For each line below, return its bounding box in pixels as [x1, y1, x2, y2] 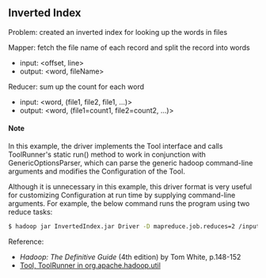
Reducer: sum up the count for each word [8, 82, 145, 91]
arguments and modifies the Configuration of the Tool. [8, 166, 186, 177]
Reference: [8, 237, 44, 246]
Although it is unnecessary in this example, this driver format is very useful [8, 182, 252, 192]
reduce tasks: [8, 208, 53, 217]
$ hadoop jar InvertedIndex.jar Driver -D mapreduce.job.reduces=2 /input [8, 223, 260, 230]
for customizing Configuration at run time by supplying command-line [8, 190, 236, 200]
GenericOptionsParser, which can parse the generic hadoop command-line [8, 158, 253, 168]
